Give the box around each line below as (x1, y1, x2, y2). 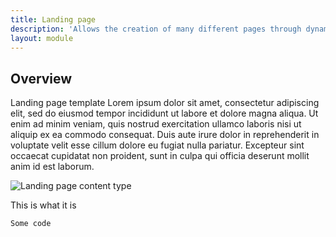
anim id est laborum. (10, 161, 95, 173)
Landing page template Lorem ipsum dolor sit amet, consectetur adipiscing (10, 97, 320, 109)
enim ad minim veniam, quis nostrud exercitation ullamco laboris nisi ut (10, 118, 302, 130)
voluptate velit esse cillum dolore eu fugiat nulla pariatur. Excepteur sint (10, 139, 305, 151)
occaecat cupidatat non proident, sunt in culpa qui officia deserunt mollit (10, 150, 310, 162)
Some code (10, 219, 52, 229)
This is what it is (10, 199, 77, 211)
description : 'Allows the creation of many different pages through (10, 24, 302, 34)
